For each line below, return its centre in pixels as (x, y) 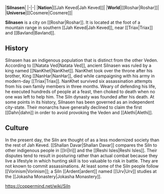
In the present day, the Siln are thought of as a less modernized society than (82, 140)
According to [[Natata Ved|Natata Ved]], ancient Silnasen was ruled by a (78, 65)
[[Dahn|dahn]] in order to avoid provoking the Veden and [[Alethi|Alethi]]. (79, 112)
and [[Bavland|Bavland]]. (30, 33)
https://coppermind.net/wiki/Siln (38, 186)
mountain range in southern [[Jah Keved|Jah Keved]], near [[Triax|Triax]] (79, 28)
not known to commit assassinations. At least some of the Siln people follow (82, 166)
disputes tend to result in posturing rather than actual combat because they (82, 156)
